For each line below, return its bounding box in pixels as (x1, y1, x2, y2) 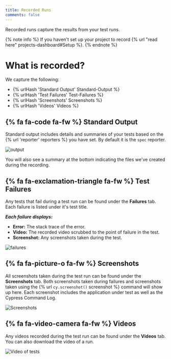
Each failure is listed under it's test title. (5, 204, 88, 210)
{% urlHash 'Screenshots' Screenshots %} (12, 97, 103, 103)
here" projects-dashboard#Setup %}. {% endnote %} (5, 41, 118, 48)
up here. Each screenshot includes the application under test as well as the (5, 289, 163, 295)
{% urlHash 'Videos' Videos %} (12, 103, 79, 109)
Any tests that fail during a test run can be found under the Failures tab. (5, 198, 157, 205)
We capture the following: (5, 76, 60, 82)
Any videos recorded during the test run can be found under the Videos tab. (5, 333, 166, 339)
